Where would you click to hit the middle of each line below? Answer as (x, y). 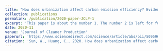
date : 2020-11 (19, 28)
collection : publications (31, 14)
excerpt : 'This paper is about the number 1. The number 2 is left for (79, 23)
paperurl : (15, 37)
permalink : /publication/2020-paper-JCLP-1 (50, 18)
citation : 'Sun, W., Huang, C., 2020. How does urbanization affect (76, 41)
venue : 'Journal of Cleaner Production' (47, 32)
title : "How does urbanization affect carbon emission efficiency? (75, 9)
